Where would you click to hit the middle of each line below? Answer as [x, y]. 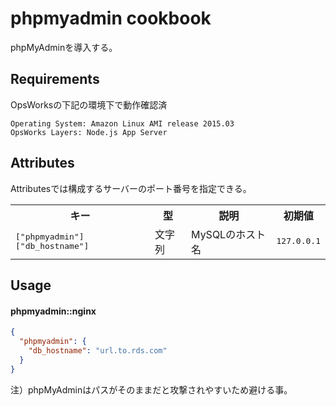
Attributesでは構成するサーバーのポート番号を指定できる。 [131, 188]
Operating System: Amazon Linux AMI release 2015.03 [122, 123]
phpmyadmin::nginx [53, 311]
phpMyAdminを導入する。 [64, 47]
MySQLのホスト [229, 234]
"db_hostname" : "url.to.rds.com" [98, 350]
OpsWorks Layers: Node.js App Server [89, 132]
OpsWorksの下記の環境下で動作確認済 [89, 104]
